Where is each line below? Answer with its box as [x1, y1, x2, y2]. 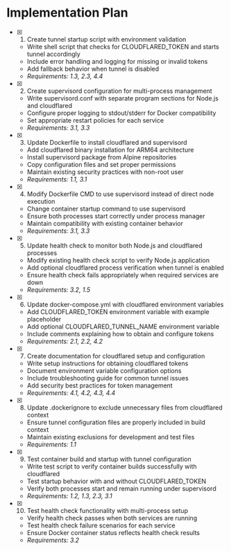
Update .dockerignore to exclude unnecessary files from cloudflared [26, 403, 223, 412]
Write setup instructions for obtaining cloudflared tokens [26, 359, 189, 367]
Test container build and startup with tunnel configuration [26, 455, 191, 463]
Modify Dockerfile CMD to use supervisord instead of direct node [26, 189, 214, 198]
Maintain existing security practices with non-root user [26, 168, 184, 176]
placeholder [26, 315, 62, 323]
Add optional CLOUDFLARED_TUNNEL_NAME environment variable [26, 322, 220, 331]
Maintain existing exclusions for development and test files [26, 432, 195, 441]
